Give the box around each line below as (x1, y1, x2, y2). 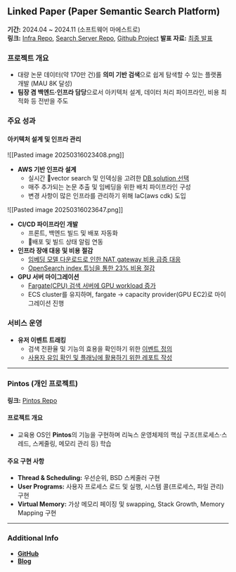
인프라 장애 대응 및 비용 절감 (17, 246, 93, 255)
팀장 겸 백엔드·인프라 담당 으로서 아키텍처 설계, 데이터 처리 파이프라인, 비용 (17, 88, 220, 97)
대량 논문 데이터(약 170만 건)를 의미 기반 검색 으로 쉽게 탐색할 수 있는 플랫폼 (17, 70, 223, 79)
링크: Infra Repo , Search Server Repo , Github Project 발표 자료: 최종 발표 (7, 34, 213, 42)
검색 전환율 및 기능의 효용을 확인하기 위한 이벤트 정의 (27, 344, 173, 353)
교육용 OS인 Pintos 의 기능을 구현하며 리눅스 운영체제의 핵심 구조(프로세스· (17, 431, 222, 439)
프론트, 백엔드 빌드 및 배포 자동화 (27, 229, 118, 237)
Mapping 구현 (17, 509, 57, 517)
